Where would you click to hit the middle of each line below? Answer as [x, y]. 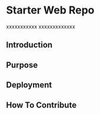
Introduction [29, 45]
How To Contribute [41, 105]
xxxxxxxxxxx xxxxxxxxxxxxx [41, 26]
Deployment [29, 85]
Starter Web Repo [50, 10]
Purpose [22, 65]
